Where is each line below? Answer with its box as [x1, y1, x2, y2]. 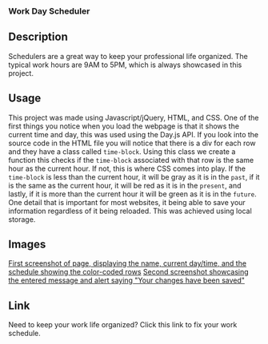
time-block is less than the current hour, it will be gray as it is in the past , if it [8, 172, 260, 181]
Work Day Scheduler [8, 6, 90, 17]
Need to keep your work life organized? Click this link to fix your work [8, 320, 238, 330]
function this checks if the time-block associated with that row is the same [8, 155, 254, 164]
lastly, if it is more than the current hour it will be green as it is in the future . [8, 189, 258, 199]
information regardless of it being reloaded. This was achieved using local [8, 206, 252, 215]
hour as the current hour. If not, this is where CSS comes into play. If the [8, 164, 246, 173]
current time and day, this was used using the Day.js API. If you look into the [8, 129, 258, 139]
